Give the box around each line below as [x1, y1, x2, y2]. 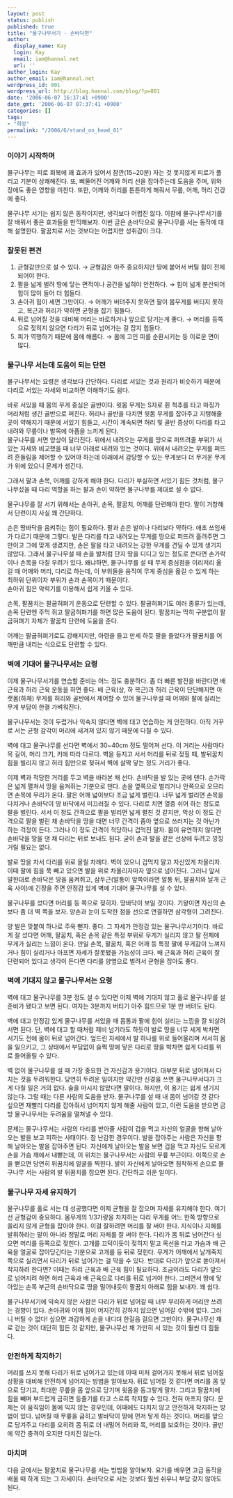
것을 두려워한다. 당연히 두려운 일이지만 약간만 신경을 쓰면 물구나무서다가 [19, 1075, 216, 1083]
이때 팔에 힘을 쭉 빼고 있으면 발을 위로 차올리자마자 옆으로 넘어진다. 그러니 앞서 [7, 866, 220, 875]
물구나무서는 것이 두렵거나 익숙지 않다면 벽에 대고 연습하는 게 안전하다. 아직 [7, 717, 211, 726]
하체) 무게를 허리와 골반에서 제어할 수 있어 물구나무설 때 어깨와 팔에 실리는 [20, 694, 221, 702]
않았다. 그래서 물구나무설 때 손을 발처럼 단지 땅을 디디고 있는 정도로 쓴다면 [7, 549, 207, 558]
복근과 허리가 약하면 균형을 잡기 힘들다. [26, 306, 133, 314]
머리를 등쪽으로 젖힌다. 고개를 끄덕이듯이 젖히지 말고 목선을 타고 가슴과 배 [19, 1239, 219, 1247]
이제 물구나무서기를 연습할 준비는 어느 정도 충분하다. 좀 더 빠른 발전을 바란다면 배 [7, 676, 226, 685]
